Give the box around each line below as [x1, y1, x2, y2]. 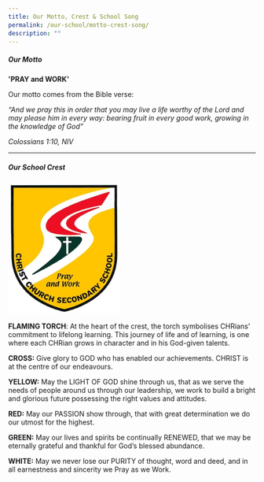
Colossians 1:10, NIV [8, 137, 74, 146]
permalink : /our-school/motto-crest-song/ [8, 20, 149, 29]
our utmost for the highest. [8, 417, 95, 427]
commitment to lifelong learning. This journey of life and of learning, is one [8, 329, 250, 339]
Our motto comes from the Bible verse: [8, 90, 134, 99]
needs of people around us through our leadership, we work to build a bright [8, 385, 256, 395]
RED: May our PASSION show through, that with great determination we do [8, 409, 251, 418]
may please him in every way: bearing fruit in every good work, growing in [8, 113, 249, 123]
